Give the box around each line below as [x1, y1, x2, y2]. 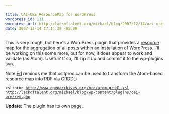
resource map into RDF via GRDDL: [5, 76, 78, 82]
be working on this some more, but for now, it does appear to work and [5, 50, 152, 56]
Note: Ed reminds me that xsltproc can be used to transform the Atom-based [5, 71, 163, 77]
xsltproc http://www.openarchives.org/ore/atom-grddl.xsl [5, 86, 129, 91]
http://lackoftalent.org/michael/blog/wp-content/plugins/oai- [5, 90, 141, 95]
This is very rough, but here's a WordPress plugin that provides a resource [5, 40, 159, 46]
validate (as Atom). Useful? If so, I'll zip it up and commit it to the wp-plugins [5, 56, 163, 62]
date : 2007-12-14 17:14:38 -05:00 [5, 26, 78, 31]
